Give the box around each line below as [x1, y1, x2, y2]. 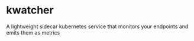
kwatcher [6, 4, 54, 17]
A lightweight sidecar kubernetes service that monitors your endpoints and [6, 23, 189, 30]
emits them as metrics [6, 29, 60, 36]
